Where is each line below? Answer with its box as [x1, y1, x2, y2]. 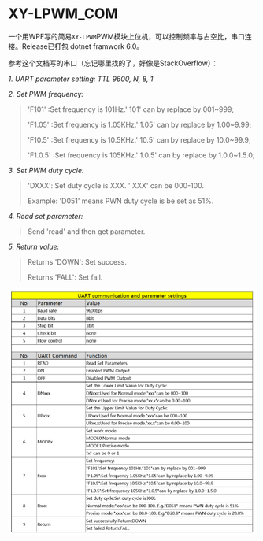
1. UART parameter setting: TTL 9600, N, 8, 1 [8, 74, 154, 83]
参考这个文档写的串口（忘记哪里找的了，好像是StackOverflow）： [8, 58, 219, 68]
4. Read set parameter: [8, 211, 83, 220]
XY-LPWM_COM [8, 5, 118, 23]
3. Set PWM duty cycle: [8, 165, 84, 175]
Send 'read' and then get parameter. [27, 226, 146, 236]
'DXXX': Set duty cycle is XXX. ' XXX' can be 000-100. [27, 180, 205, 190]
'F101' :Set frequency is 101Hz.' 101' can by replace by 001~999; [27, 104, 235, 114]
